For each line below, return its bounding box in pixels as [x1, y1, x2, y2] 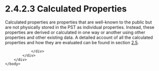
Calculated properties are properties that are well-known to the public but [5, 19, 152, 25]
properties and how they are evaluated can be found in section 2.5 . [5, 39, 139, 45]
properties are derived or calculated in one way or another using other [5, 29, 145, 35]
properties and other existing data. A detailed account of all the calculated [5, 35, 153, 40]
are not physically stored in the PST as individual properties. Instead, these [5, 24, 155, 30]
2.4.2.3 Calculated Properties [5, 3, 127, 14]
